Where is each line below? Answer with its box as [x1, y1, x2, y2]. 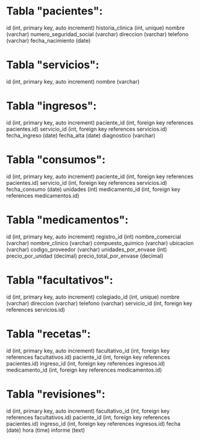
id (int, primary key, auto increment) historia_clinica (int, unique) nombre [6, 24, 185, 31]
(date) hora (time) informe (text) [6, 426, 86, 434]
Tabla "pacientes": [6, 4, 103, 18]
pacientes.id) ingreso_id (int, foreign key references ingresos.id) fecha [6, 420, 181, 427]
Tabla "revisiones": [6, 387, 105, 401]
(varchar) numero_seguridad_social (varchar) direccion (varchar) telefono [6, 30, 189, 37]
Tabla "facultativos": [6, 273, 113, 287]
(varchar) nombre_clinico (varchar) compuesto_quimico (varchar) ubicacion [6, 239, 194, 246]
